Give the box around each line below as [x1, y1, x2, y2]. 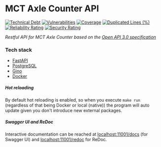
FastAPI [12, 58, 28, 64]
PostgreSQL [12, 63, 37, 69]
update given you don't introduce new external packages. [5, 108, 122, 113]
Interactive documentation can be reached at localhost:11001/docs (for [5, 131, 148, 137]
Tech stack [5, 46, 32, 53]
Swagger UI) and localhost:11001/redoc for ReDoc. [5, 137, 107, 143]
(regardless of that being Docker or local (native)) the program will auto [5, 102, 150, 109]
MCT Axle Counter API [5, 3, 99, 14]
